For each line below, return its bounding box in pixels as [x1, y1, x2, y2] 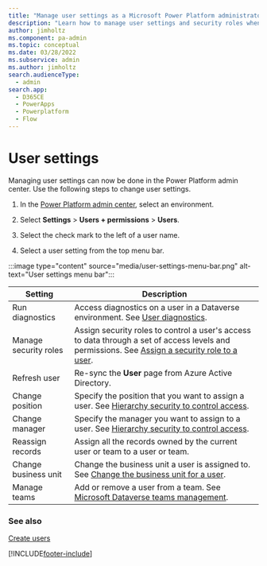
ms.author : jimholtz [8, 64, 77, 72]
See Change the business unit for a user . [74, 468, 226, 479]
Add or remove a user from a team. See [74, 482, 221, 493]
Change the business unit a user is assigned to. [74, 459, 251, 470]
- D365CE [15, 93, 44, 101]
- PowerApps [15, 100, 56, 108]
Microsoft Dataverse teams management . [74, 491, 229, 502]
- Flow [15, 115, 37, 123]
